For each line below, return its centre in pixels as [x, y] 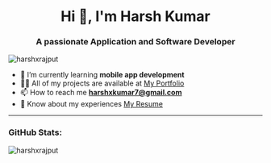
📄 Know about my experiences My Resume [92, 104]
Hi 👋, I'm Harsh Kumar [135, 17]
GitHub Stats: [35, 132]
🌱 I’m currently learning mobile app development [102, 75]
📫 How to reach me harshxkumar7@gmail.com [101, 93]
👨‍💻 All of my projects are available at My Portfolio [102, 83]
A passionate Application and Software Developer [135, 42]
